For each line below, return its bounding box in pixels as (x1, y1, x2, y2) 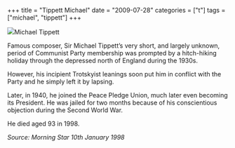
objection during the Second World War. (7, 106, 123, 114)
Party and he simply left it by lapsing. (7, 77, 114, 86)
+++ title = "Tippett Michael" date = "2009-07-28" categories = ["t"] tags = (7, 6, 226, 14)
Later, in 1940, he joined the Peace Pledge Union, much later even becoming (7, 91, 228, 99)
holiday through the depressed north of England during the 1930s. (7, 56, 199, 65)
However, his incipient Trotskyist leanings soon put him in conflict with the (7, 70, 222, 78)
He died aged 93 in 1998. (7, 119, 80, 128)
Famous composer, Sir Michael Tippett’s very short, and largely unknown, (7, 41, 220, 50)
